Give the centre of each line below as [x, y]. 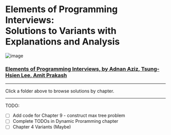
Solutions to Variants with [61, 31]
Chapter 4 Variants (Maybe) [42, 127]
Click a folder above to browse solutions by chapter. [60, 91]
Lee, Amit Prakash [44, 75]
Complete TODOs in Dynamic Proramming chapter [65, 121]
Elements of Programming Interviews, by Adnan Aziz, [73, 69]
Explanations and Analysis [63, 42]
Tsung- [150, 69]
